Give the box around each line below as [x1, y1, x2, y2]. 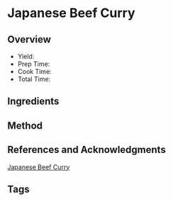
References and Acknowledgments [7, 144, 167, 156]
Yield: [17, 52, 35, 60]
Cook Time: [17, 68, 52, 75]
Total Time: [17, 75, 51, 83]
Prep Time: [17, 60, 50, 68]
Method [7, 119, 43, 132]
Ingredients [7, 95, 60, 107]
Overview [7, 33, 52, 46]
